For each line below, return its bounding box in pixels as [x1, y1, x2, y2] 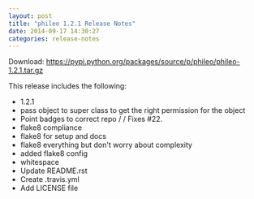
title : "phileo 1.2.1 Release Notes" [8, 19, 136, 28]
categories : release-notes [8, 34, 100, 43]
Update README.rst [19, 166, 88, 175]
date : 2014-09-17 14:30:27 [8, 27, 100, 35]
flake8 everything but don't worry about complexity [19, 140, 193, 150]
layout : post [8, 11, 53, 20]
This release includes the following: [8, 81, 127, 91]
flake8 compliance [19, 123, 83, 132]
